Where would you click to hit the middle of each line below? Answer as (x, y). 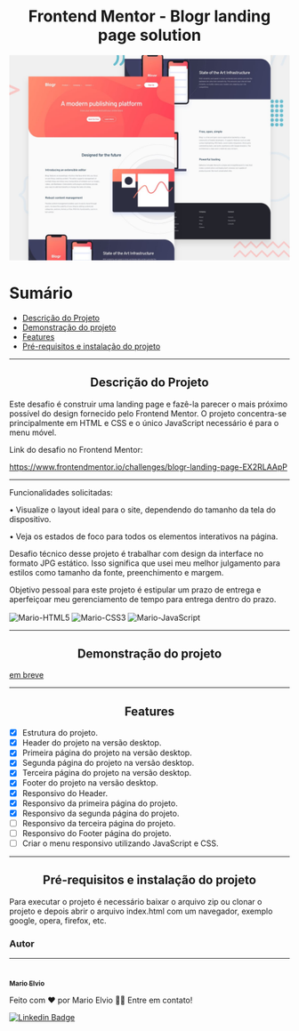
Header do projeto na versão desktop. (92, 743)
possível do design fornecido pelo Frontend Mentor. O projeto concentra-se (148, 413)
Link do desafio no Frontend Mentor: (76, 449)
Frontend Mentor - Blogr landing (149, 16)
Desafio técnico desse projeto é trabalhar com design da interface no (137, 553)
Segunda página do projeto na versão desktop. (108, 763)
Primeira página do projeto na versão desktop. (107, 753)
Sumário (41, 293)
